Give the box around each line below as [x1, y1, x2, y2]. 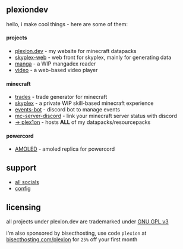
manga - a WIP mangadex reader [14, 60, 96, 67]
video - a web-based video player [14, 67, 98, 74]
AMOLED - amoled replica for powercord [14, 145, 115, 152]
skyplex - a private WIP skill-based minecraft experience [14, 99, 154, 107]
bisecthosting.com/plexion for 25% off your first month [6, 236, 138, 243]
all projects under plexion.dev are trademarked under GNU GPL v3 [6, 218, 169, 225]
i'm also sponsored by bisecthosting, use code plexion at [6, 229, 147, 237]
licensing [6, 202, 42, 212]
